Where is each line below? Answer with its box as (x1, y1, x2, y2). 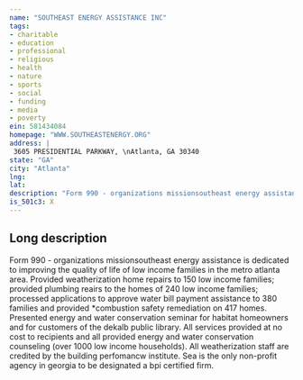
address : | (9, 139, 50, 148)
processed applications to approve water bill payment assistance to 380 (9, 293, 278, 303)
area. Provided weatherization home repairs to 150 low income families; (9, 274, 275, 285)
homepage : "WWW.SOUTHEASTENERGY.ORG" (9, 131, 151, 140)
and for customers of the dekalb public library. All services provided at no (9, 321, 282, 332)
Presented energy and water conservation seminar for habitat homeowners (9, 312, 289, 322)
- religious (9, 55, 54, 64)
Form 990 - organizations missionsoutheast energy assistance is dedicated (9, 254, 289, 266)
